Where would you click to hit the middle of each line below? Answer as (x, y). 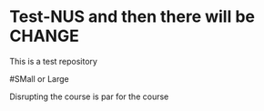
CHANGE (44, 36)
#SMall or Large (40, 78)
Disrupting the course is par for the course (89, 96)
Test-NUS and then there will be (132, 17)
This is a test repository (54, 61)
